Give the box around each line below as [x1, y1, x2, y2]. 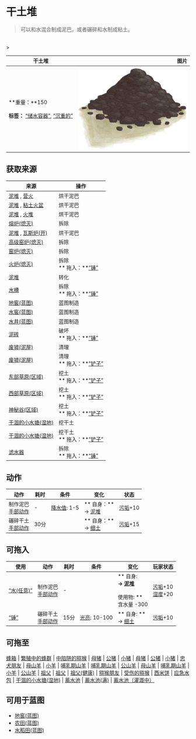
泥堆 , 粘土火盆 [8, 201, 44, 208]
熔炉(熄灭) [8, 220, 33, 227]
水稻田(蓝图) [14, 727, 45, 734]
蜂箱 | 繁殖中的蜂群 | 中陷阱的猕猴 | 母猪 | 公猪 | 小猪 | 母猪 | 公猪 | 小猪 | [6, 654, 179, 662]
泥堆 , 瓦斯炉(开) [8, 229, 48, 236]
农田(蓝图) [14, 719, 40, 726]
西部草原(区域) [8, 389, 44, 396]
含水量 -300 [117, 601, 148, 608]
